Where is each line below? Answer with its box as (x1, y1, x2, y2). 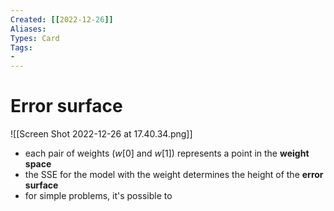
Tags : (10, 42, 33, 53)
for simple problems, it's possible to (24, 190, 173, 202)
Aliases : (10, 24, 47, 34)
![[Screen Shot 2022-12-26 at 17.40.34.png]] (10, 128, 193, 140)
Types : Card (10, 33, 60, 43)
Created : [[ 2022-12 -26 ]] (10, 14, 114, 25)
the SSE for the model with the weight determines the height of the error (24, 169, 324, 181)
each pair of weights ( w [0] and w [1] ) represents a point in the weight (24, 147, 310, 160)
